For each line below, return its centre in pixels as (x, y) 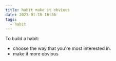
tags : (11, 19)
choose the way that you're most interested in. (62, 48)
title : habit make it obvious (38, 10)
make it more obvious (36, 54)
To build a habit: (22, 39)
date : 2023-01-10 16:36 (31, 15)
